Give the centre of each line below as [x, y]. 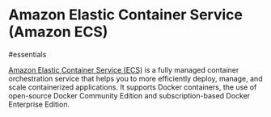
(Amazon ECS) [58, 32]
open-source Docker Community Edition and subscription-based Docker [129, 95]
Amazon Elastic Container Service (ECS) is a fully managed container [124, 69]
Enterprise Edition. [39, 104]
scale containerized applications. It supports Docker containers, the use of [133, 87]
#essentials [28, 54]
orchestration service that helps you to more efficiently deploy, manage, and [135, 78]
